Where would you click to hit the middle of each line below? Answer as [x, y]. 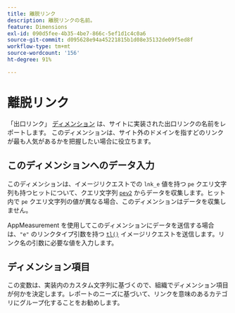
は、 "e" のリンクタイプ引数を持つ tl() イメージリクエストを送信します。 [113, 234]
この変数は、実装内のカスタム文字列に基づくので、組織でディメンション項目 [118, 285]
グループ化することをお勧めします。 [71, 302]
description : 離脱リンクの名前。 [52, 20]
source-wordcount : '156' [44, 53]
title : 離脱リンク [32, 14]
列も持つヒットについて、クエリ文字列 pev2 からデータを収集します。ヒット [117, 192]
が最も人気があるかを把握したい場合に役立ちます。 [81, 141]
